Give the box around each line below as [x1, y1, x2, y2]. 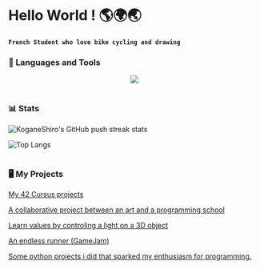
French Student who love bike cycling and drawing [8, 38, 181, 46]
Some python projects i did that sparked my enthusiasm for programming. [8, 251, 252, 261]
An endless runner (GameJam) [8, 236, 110, 246]
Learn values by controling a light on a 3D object [8, 221, 169, 231]
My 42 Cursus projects [8, 190, 84, 199]
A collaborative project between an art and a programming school [8, 205, 226, 215]
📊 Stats [8, 103, 40, 114]
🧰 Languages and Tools [8, 57, 101, 68]
